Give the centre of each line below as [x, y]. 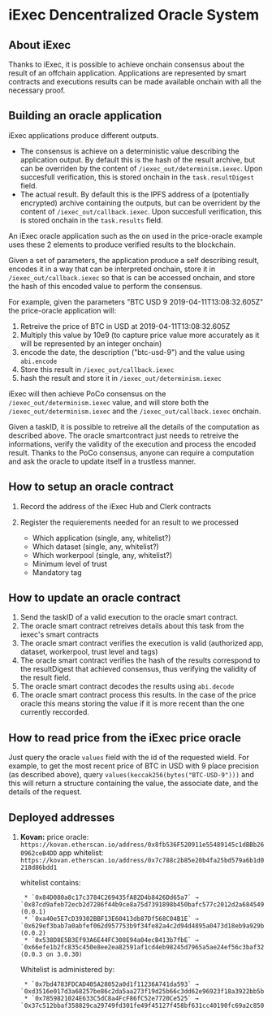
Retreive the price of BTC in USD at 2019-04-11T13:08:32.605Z [125, 326]
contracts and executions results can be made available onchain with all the [135, 82]
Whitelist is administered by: [67, 970]
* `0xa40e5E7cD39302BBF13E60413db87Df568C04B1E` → [111, 919]
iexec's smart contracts [59, 634]
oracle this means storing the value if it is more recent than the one [132, 703]
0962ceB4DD [39, 854]
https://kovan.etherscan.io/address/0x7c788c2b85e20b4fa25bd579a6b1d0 [142, 861]
